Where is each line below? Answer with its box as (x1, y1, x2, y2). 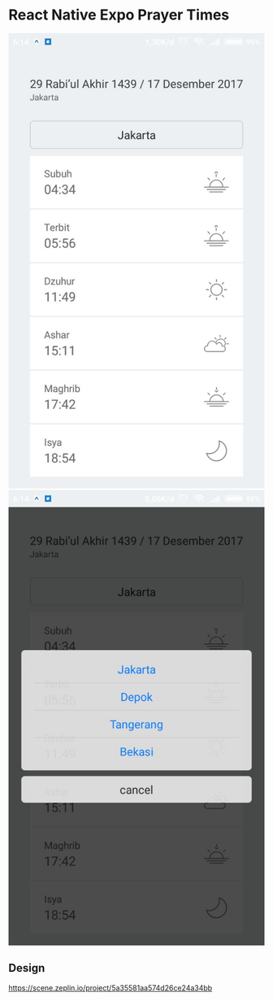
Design (8, 961, 45, 975)
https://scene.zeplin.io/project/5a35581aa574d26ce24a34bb (8, 982, 213, 993)
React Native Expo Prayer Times (8, 6, 230, 24)
